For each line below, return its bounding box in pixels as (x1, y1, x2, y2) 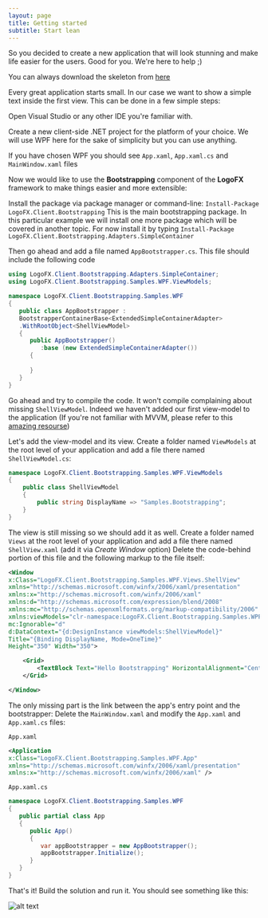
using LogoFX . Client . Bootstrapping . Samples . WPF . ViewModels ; (8, 278, 213, 286)
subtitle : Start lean (8, 26, 81, 34)
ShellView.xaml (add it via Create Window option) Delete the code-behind (8, 544, 251, 554)
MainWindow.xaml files (8, 159, 78, 169)
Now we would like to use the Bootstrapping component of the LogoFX (8, 175, 244, 184)
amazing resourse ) (8, 421, 70, 430)
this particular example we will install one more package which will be (8, 216, 238, 226)
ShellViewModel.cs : (8, 453, 72, 463)
